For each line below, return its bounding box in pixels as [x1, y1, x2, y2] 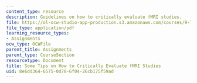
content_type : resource [6, 8, 64, 15]
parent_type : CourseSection [6, 52, 75, 58]
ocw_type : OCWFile [6, 41, 51, 47]
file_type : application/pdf [6, 25, 75, 31]
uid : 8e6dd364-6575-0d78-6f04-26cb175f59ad [6, 68, 114, 74]
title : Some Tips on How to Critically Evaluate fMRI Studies [6, 63, 161, 69]
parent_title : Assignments [6, 47, 72, 53]
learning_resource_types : [6, 30, 69, 36]
